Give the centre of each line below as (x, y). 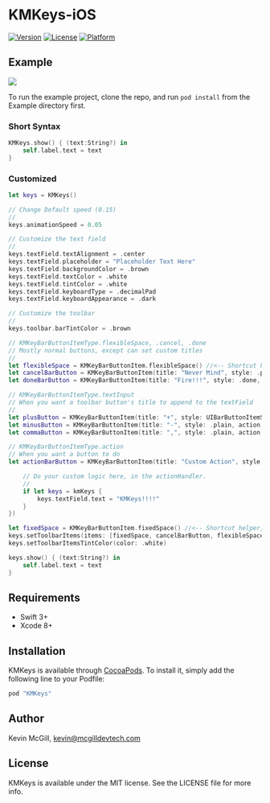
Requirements (44, 597)
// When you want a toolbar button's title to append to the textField (131, 403)
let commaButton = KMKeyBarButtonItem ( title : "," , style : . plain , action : (136, 432)
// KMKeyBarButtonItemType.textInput (72, 395)
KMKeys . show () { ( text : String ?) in (68, 143)
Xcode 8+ (36, 626)
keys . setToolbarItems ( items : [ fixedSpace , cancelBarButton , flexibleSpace (136, 536)
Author (26, 719)
